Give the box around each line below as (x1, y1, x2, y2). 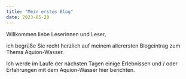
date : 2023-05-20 (6, 14, 50, 20)
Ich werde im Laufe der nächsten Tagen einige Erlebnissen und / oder (6, 60, 178, 67)
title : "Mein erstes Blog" (6, 8, 74, 15)
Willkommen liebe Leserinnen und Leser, (6, 30, 106, 37)
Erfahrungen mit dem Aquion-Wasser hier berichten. (6, 66, 136, 73)
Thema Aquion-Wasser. (6, 48, 65, 55)
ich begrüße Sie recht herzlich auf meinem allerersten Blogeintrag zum (6, 42, 181, 49)
